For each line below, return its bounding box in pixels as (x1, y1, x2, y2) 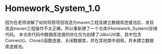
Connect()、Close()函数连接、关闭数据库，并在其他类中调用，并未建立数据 (5, 37, 154, 43)
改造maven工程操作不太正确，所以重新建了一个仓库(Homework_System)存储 (5, 25, 158, 31)
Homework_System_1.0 (5, 3, 101, 14)
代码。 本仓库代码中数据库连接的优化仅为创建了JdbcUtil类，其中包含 (5, 31, 142, 37)
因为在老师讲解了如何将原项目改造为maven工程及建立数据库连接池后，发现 (5, 19, 154, 25)
